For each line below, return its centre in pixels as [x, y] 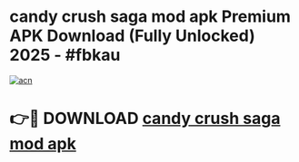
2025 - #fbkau [65, 55]
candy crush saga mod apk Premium [150, 17]
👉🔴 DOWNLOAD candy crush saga [145, 119]
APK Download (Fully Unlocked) [133, 36]
